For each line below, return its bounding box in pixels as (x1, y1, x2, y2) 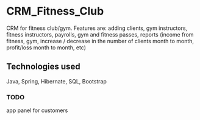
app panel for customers (6, 107, 68, 114)
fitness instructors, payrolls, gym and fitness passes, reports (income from (6, 30, 194, 38)
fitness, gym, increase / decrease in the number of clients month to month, (6, 37, 194, 44)
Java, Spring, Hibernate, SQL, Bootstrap (6, 77, 107, 85)
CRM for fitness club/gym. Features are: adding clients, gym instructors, (6, 24, 188, 32)
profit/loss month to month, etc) (6, 44, 87, 51)
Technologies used (6, 62, 80, 72)
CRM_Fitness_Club (6, 4, 104, 18)
